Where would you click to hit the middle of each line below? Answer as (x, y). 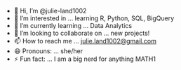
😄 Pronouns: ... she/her (48, 51)
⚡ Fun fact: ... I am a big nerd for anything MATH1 (85, 59)
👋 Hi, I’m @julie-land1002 (50, 11)
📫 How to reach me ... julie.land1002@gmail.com (85, 41)
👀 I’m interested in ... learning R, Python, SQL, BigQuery (94, 18)
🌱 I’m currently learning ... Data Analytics (73, 26)
